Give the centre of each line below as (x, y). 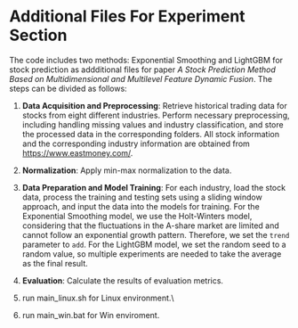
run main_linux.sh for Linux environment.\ (98, 298)
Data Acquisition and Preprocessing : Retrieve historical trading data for (154, 105)
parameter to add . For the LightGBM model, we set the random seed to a (154, 244)
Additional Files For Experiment (128, 16)
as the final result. (55, 263)
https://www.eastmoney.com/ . (77, 152)
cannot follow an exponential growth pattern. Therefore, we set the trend (156, 234)
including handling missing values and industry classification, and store (153, 124)
